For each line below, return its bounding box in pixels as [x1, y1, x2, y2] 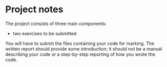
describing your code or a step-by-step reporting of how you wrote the [5, 51, 155, 57]
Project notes [5, 4, 64, 15]
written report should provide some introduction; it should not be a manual [5, 46, 162, 52]
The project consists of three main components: [5, 20, 107, 27]
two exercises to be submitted [12, 30, 77, 36]
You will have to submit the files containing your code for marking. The [5, 40, 155, 47]
